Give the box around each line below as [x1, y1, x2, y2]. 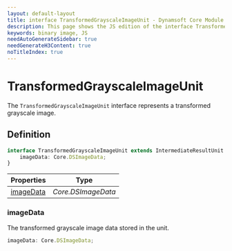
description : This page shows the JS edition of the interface [7, 23, 193, 30]
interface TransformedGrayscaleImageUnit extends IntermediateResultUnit [7, 147, 224, 154]
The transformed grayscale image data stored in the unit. [7, 223, 169, 232]
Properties [10, 176, 46, 185]
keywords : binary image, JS [7, 29, 88, 37]
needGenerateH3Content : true [7, 42, 91, 49]
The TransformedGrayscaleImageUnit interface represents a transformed [7, 101, 211, 109]
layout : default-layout [7, 10, 76, 17]
